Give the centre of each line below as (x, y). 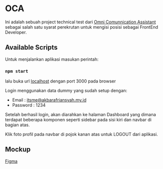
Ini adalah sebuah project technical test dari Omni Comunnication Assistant (81, 22)
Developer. (16, 32)
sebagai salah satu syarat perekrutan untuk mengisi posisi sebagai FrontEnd (82, 27)
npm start (17, 71)
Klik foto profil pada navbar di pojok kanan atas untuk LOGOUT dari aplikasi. (81, 135)
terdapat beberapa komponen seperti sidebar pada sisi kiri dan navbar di (78, 120)
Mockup (18, 149)
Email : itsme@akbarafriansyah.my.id (49, 100)
